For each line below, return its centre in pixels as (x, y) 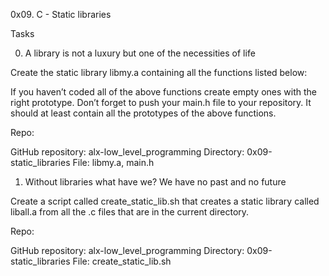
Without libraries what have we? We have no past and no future (155, 182)
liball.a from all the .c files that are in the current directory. (130, 212)
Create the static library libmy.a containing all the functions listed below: (159, 72)
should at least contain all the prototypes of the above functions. (143, 113)
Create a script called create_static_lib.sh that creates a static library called (165, 201)
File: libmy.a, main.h (113, 162)
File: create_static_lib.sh (122, 261)
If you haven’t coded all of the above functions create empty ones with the (163, 92)
